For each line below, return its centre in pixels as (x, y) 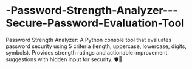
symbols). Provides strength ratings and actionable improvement (87, 52)
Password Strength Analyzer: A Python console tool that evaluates (89, 40)
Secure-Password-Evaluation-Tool (95, 23)
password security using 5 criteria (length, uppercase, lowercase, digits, (96, 46)
